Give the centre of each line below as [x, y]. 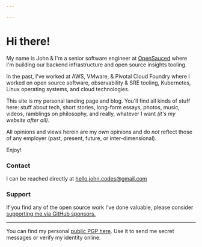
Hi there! [28, 41]
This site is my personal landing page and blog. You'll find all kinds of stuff [98, 101]
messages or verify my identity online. [54, 238]
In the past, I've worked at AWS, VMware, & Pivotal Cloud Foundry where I [98, 76]
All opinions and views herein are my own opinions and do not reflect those [99, 132]
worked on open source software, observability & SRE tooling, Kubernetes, [99, 83]
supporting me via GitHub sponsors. [51, 214]
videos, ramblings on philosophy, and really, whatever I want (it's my [91, 114]
